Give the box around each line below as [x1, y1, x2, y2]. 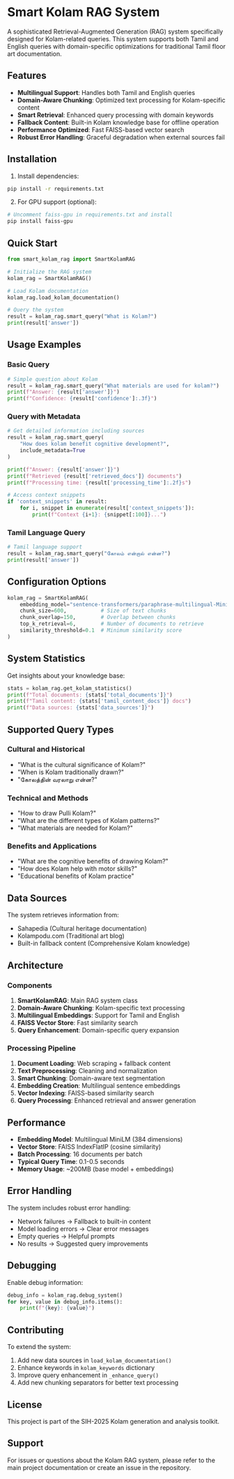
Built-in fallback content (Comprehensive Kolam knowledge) [17, 939, 190, 947]
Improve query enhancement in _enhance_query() [17, 1371, 159, 1380]
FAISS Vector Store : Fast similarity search [17, 1018, 138, 1027]
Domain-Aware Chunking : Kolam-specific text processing [17, 1003, 185, 1012]
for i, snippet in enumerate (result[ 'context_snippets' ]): [19, 504, 195, 512]
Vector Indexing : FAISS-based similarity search [17, 1089, 155, 1098]
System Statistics [7, 653, 86, 664]
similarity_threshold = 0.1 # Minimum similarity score [19, 627, 182, 634]
